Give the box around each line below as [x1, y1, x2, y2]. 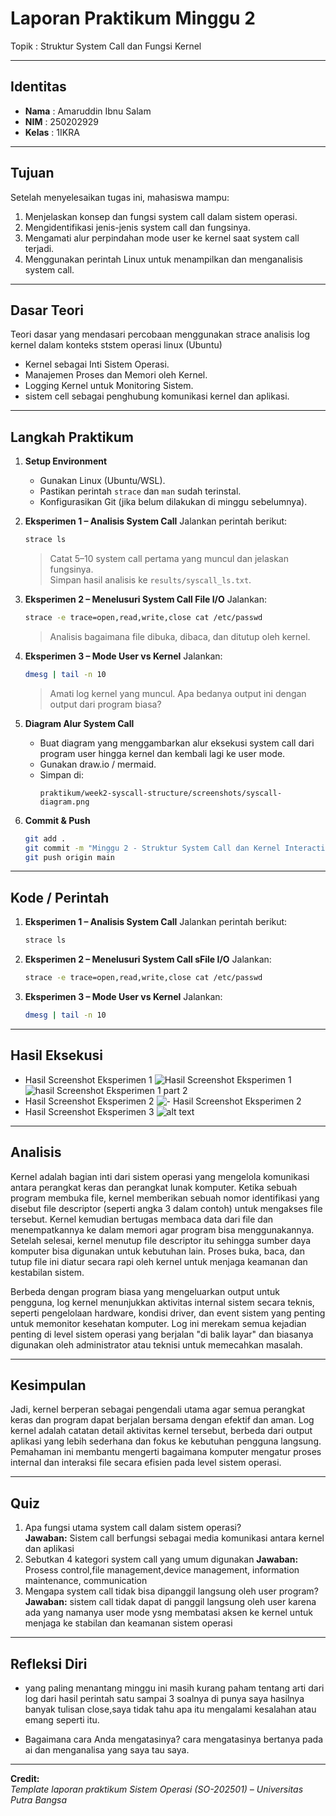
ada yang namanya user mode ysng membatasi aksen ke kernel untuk [24, 1607, 313, 1619]
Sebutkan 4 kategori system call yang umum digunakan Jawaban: [24, 1553, 299, 1566]
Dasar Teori [10, 302, 84, 319]
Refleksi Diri [10, 1655, 88, 1672]
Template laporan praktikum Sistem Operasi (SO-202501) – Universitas [10, 1783, 304, 1795]
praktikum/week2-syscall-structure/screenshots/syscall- [39, 788, 283, 798]
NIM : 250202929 [24, 115, 99, 127]
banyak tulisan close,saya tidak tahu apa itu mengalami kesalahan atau [24, 1703, 317, 1715]
